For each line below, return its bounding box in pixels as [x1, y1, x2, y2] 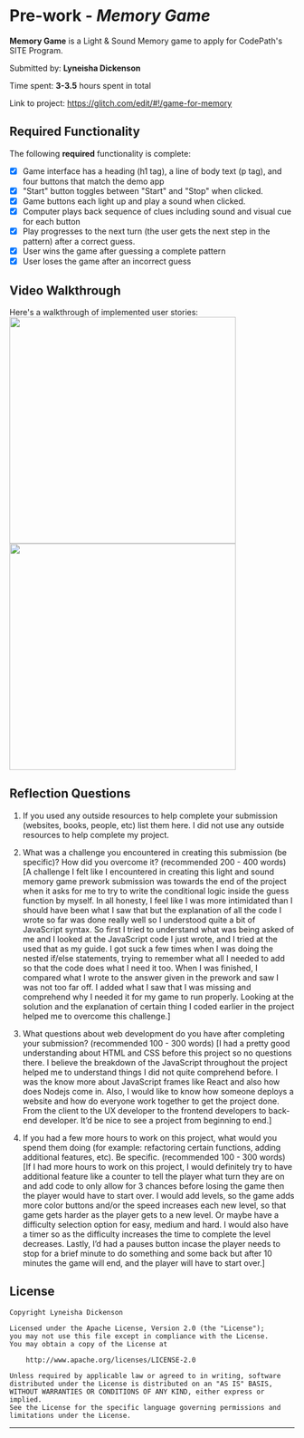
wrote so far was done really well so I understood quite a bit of [22, 914, 256, 925]
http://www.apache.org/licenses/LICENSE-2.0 [25, 1356, 196, 1365]
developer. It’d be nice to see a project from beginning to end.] [39, 1115, 272, 1125]
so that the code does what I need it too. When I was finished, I [22, 962, 258, 973]
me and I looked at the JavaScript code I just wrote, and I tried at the [22, 933, 278, 944]
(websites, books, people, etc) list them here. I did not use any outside [22, 819, 285, 830]
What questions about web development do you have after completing [22, 1028, 285, 1038]
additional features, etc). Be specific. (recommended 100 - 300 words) [22, 1152, 286, 1163]
